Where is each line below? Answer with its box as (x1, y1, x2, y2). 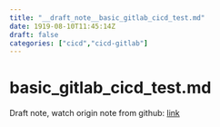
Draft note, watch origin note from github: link (9, 108, 180, 119)
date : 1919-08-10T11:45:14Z (9, 22, 116, 31)
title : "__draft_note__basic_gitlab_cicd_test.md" (9, 13, 205, 23)
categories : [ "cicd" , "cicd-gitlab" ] (9, 38, 148, 48)
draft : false (9, 30, 59, 39)
